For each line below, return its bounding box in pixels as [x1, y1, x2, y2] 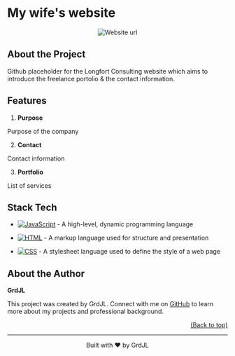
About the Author [7, 268, 85, 280]
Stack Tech [7, 201, 57, 213]
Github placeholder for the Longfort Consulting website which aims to [7, 67, 208, 75]
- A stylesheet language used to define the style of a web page [38, 247, 221, 256]
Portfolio [17, 167, 44, 176]
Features [7, 95, 47, 107]
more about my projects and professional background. [7, 307, 164, 316]
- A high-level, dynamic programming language [57, 220, 194, 228]
